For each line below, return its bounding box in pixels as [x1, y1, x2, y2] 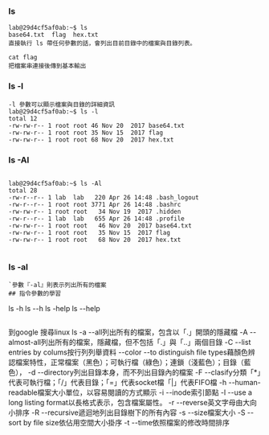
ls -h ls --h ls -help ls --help [8, 304, 100, 314]
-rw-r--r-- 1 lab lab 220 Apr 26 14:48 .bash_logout [8, 193, 199, 202]
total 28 [8, 187, 38, 195]
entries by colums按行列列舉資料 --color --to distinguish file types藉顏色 [8, 347, 249, 357]
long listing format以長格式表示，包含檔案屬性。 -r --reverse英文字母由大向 [8, 398, 257, 408]
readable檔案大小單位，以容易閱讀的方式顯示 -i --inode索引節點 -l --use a [8, 388, 253, 397]
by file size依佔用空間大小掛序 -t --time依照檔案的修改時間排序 [22, 418, 230, 428]
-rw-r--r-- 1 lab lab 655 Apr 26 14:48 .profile [8, 215, 185, 223]
